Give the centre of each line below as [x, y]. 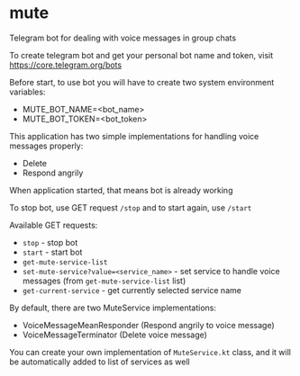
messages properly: [46, 146]
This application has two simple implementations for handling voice [134, 136]
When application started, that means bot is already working [121, 190]
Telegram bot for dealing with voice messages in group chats [123, 38]
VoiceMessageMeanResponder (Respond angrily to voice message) [148, 325]
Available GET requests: [54, 225]
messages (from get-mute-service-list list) [104, 281]
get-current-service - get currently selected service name [132, 290]
